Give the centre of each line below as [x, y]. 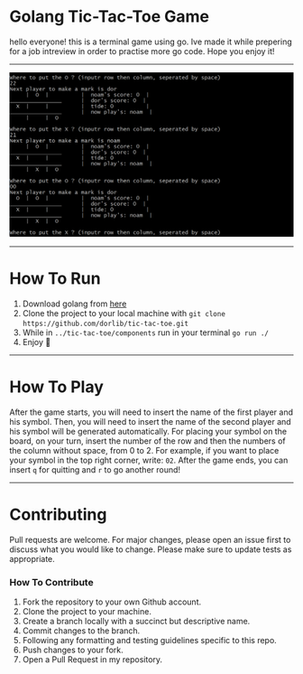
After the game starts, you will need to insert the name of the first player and [151, 412]
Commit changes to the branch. [81, 631]
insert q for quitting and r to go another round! [95, 469]
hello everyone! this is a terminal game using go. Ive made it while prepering [151, 42]
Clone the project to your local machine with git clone [124, 313]
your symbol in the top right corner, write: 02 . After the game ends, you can [149, 460]
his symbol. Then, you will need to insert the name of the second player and [150, 421]
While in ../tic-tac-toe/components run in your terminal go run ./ [145, 332]
